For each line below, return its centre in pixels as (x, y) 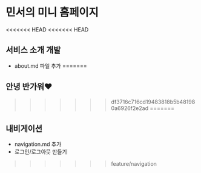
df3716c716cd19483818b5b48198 (153, 102)
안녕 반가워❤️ (29, 87)
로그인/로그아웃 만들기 (41, 152)
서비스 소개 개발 (33, 50)
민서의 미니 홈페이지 (52, 12)
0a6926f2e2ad (130, 108)
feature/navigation (134, 164)
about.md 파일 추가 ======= (51, 66)
